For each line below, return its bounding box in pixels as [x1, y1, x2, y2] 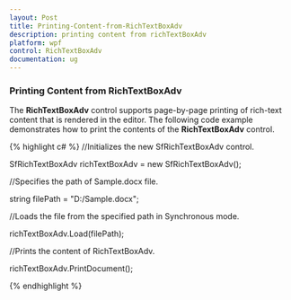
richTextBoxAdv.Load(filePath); [9, 228, 124, 239]
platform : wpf [9, 38, 63, 48]
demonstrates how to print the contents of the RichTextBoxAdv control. [9, 124, 276, 135]
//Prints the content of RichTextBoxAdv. [9, 246, 155, 257]
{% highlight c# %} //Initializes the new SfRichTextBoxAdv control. [9, 141, 254, 153]
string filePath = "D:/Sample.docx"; [9, 194, 139, 205]
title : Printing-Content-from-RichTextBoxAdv [9, 22, 182, 31]
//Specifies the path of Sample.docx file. [9, 176, 159, 187]
